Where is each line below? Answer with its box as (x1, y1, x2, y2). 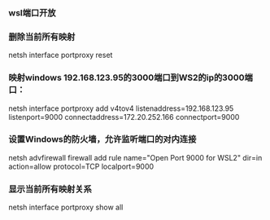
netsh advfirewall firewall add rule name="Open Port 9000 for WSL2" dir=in (8, 152, 263, 162)
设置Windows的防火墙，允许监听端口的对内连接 (8, 134, 197, 145)
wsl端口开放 (8, 7, 56, 18)
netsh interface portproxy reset (8, 51, 113, 60)
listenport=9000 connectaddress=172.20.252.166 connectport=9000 (8, 112, 240, 121)
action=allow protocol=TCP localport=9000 (8, 161, 155, 171)
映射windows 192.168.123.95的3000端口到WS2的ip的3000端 (8, 72, 254, 83)
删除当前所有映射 (8, 31, 76, 42)
